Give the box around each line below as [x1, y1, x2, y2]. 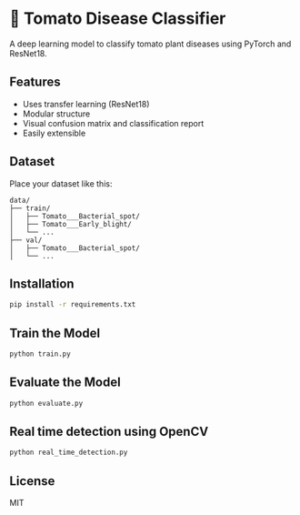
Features [9, 75, 61, 90]
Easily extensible [22, 127, 86, 138]
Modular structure [22, 108, 91, 119]
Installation [9, 276, 75, 291]
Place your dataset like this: [9, 177, 113, 189]
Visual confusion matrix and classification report [22, 117, 205, 128]
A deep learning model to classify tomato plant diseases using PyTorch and [9, 38, 292, 49]
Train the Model [9, 325, 101, 340]
